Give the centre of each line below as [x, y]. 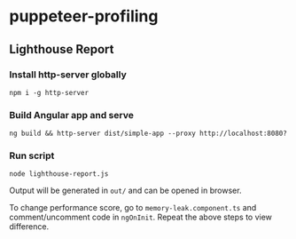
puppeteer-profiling [84, 16]
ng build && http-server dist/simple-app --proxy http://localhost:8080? [148, 134]
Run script [32, 155]
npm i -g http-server [49, 92]
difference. [29, 227]
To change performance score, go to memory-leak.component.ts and [133, 208]
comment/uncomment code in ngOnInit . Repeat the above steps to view [141, 217]
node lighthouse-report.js [59, 174]
